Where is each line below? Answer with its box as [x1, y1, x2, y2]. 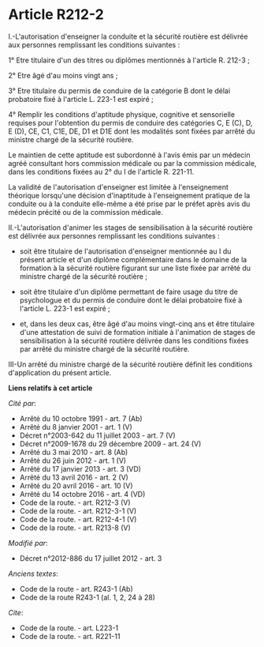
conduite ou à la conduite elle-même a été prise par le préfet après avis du [8, 199, 251, 209]
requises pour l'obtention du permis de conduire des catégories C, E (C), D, [8, 118, 253, 127]
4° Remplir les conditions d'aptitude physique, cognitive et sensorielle [8, 109, 235, 119]
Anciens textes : [8, 569, 59, 578]
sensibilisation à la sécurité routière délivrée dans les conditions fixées [19, 336, 249, 345]
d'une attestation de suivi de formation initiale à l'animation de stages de [19, 327, 256, 337]
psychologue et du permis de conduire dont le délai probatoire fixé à [19, 295, 243, 305]
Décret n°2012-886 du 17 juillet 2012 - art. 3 [19, 553, 162, 562]
